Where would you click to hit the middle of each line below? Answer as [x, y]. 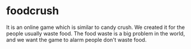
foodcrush [33, 11]
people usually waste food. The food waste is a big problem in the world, [95, 33]
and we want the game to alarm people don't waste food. [76, 40]
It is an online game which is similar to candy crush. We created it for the [95, 27]
